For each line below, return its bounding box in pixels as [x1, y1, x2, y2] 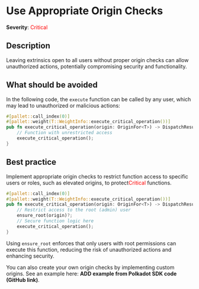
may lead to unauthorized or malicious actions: [6, 102, 120, 109]
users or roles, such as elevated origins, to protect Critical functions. [6, 179, 172, 186]
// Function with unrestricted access [17, 130, 113, 136]
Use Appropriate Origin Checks [6, 4, 163, 18]
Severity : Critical [6, 24, 48, 31]
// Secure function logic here [17, 218, 94, 224]
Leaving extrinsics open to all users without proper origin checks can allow [6, 56, 189, 63]
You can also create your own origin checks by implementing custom [6, 264, 175, 271]
